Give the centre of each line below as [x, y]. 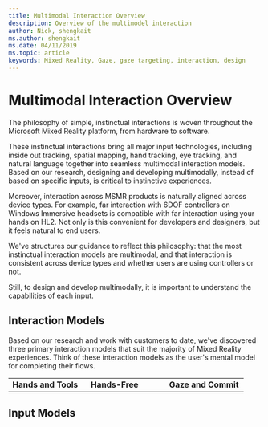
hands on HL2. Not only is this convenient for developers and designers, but [134, 222]
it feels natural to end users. [55, 230]
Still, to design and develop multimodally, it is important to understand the [130, 287]
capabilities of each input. [51, 295]
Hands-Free [115, 384]
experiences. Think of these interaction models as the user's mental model [132, 357]
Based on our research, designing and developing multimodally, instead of [131, 172]
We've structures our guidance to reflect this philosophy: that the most [125, 246]
